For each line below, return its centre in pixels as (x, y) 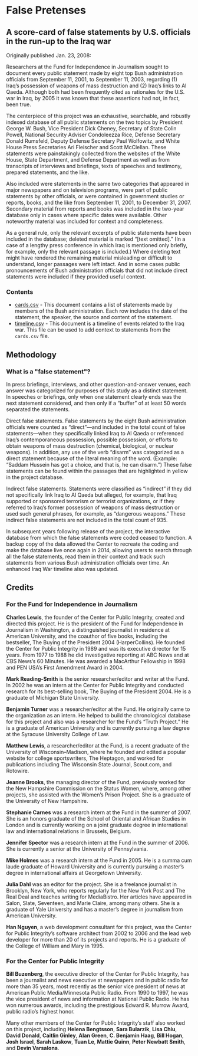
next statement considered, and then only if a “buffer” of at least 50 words (96, 403)
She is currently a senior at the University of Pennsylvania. (77, 849)
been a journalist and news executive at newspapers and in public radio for (97, 980)
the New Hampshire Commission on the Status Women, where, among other (99, 788)
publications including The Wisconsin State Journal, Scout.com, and (89, 764)
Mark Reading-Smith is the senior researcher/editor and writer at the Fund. (98, 678)
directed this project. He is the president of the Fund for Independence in (95, 624)
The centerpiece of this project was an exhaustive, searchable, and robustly (98, 116)
